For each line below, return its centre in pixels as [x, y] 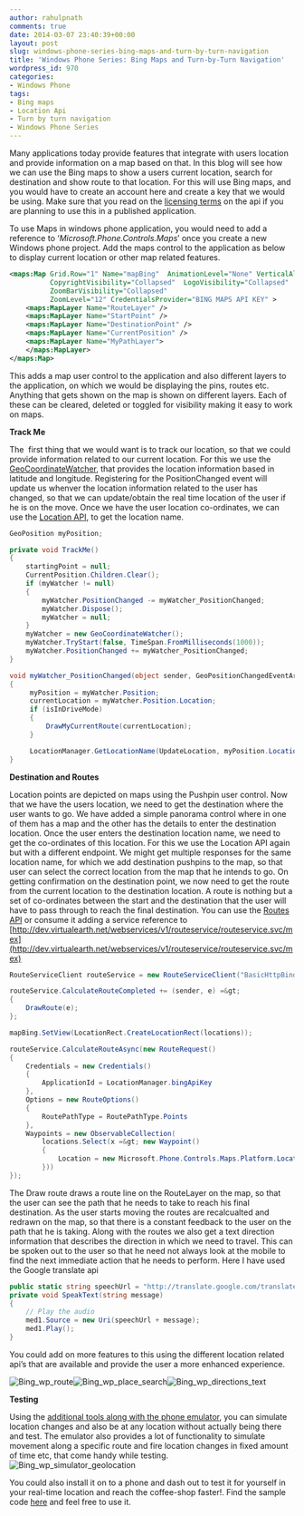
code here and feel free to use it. [70, 1501]
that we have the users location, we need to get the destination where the [147, 804]
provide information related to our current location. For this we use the [140, 459]
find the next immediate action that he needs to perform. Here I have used [147, 1260]
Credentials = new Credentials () [89, 1066]
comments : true [38, 26]
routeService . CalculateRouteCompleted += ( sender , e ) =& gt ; [125, 991]
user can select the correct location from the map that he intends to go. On [149, 871]
